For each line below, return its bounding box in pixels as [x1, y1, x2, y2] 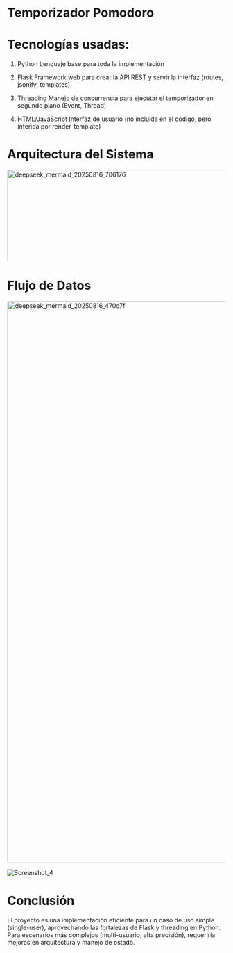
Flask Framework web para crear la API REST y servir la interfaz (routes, [17, 73, 224, 81]
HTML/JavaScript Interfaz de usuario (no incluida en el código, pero [17, 115, 212, 123]
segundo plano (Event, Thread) [17, 101, 107, 110]
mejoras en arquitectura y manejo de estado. [7, 938, 135, 946]
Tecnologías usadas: [7, 37, 130, 53]
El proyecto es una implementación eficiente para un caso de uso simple [7, 915, 215, 924]
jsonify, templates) [17, 81, 71, 89]
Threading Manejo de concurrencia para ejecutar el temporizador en [17, 94, 214, 102]
